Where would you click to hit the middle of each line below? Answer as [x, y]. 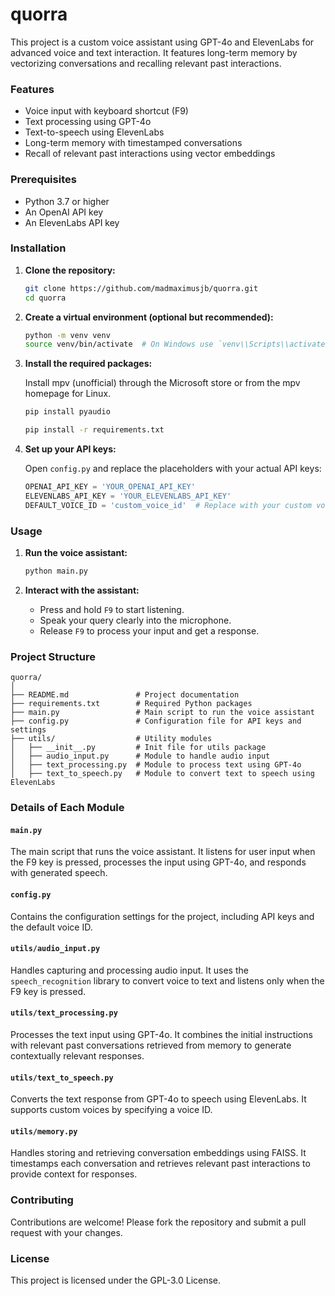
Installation [38, 248]
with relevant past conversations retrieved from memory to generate [151, 1045]
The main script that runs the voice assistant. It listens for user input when [163, 852]
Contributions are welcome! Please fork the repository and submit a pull [158, 1222]
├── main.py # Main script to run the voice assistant [162, 713]
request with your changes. [66, 1232]
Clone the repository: [70, 270]
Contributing [42, 1200]
